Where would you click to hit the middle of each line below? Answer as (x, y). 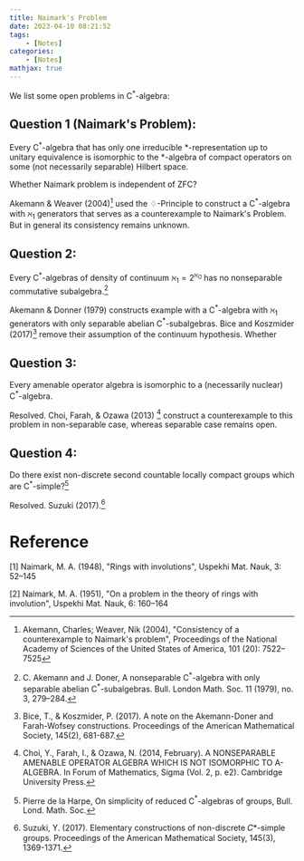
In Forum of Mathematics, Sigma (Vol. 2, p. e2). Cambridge (173, 772)
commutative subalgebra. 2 (59, 290)
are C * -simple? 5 (39, 485)
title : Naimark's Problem (58, 18)
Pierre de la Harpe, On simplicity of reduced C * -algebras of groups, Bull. (157, 800)
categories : (32, 52)
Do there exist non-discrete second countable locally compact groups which (152, 475)
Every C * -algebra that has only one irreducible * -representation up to (139, 146)
